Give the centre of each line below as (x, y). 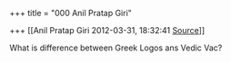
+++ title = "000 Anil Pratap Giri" (70, 13)
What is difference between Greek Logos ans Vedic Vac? (116, 48)
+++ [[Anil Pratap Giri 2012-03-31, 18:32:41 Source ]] (107, 30)
